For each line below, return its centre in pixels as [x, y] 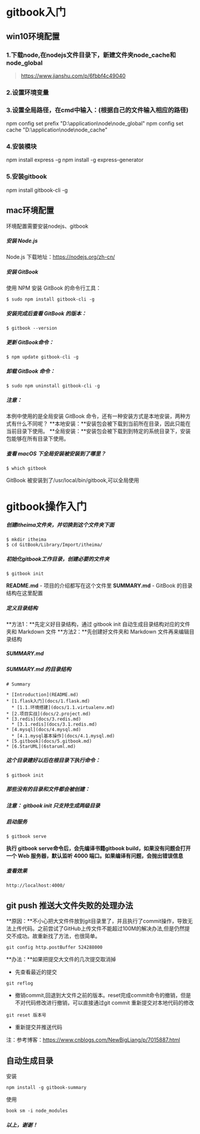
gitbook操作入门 [47, 507]
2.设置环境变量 [27, 92]
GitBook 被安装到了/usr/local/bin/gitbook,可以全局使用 [73, 480]
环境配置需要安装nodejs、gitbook [47, 226]
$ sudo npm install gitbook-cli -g [50, 300]
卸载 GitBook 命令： [31, 371]
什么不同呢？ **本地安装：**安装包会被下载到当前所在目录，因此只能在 [104, 424]
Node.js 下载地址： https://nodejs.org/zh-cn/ [61, 257]
